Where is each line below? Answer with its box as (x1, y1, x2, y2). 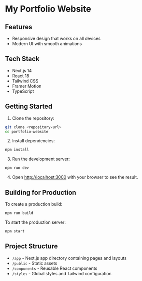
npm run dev (5, 165, 29, 170)
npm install (5, 147, 29, 152)
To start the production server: (5, 219, 66, 225)
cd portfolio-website (5, 129, 49, 134)
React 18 (12, 73, 29, 79)
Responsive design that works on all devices (12, 35, 100, 41)
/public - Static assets (12, 260, 57, 266)
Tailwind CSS (12, 78, 39, 83)
